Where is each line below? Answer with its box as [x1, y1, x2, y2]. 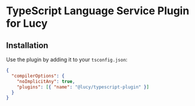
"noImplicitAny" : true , [17, 78, 76, 84]
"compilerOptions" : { [11, 73, 65, 79]
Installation [6, 40, 48, 50]
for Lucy [6, 17, 48, 30]
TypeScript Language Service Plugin [6, 4, 190, 18]
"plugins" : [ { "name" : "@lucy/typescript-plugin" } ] [17, 84, 149, 90]
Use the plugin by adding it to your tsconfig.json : [6, 56, 128, 63]
